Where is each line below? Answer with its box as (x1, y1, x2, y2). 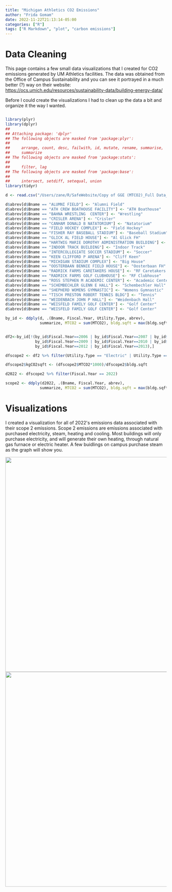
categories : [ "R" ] (5, 21, 45, 27)
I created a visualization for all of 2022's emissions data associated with (5, 419, 157, 426)
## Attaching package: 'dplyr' (5, 131, 72, 136)
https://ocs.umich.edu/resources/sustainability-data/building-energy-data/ (5, 87, 163, 94)
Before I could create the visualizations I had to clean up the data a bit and (5, 97, 162, 103)
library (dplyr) (5, 121, 38, 127)
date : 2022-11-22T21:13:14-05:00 (5, 17, 77, 22)
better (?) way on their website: (5, 82, 71, 88)
